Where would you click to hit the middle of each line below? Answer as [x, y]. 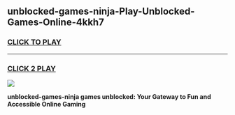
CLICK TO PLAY [34, 43]
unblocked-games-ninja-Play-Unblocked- [101, 11]
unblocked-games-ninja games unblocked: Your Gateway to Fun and [109, 96]
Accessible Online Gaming [47, 104]
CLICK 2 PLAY [31, 68]
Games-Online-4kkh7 [56, 23]
